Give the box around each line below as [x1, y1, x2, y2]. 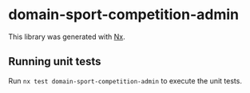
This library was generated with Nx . [8, 32, 125, 41]
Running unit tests [8, 55, 101, 68]
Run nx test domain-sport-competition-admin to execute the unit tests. [8, 76, 242, 85]
